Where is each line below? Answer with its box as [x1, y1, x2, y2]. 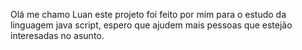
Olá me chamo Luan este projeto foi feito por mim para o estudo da [10, 9, 287, 20]
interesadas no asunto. [10, 30, 105, 41]
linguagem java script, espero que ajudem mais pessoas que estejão [10, 19, 293, 31]
